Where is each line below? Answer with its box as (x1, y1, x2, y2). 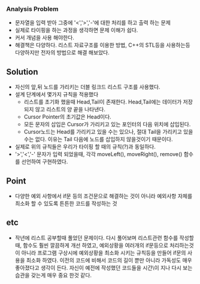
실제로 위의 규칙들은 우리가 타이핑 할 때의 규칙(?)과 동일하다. (14, 143, 156, 151)
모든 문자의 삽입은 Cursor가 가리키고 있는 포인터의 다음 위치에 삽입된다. (23, 121, 191, 128)
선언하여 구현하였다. (21, 158, 68, 166)
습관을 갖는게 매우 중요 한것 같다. (14, 271, 92, 279)
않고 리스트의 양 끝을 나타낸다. (35, 106, 106, 113)
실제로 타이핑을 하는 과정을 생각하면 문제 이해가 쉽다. (14, 26, 138, 34)
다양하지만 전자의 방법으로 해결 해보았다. (14, 49, 110, 56)
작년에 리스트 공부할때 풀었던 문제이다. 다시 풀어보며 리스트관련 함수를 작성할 (14, 234, 195, 241)
